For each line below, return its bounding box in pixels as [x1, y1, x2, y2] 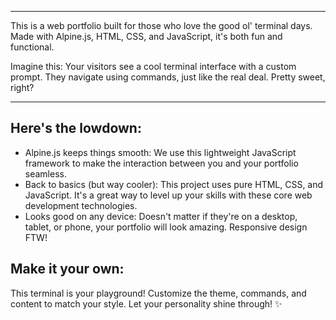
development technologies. [24, 199, 138, 211]
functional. [10, 41, 55, 53]
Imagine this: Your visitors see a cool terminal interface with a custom [10, 61, 297, 72]
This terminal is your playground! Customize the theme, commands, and [10, 287, 307, 299]
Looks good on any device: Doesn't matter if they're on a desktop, [24, 210, 298, 222]
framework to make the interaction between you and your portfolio [24, 157, 299, 169]
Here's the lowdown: [10, 120, 142, 137]
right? [10, 82, 35, 93]
